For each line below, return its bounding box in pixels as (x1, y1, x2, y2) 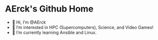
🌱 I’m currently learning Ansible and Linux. (12, 29, 97, 35)
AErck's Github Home (5, 3, 94, 14)
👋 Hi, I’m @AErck (12, 19, 46, 25)
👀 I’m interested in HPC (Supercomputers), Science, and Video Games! (12, 24, 154, 30)
